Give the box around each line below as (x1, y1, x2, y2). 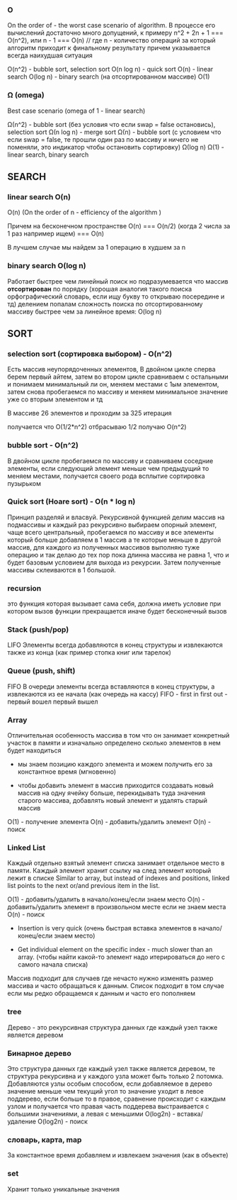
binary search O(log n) (7, 261, 86, 271)
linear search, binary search (7, 150, 89, 159)
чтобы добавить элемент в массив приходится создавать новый (17, 782, 214, 790)
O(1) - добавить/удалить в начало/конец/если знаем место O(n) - (7, 895, 205, 904)
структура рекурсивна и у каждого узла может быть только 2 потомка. (7, 1072, 224, 1080)
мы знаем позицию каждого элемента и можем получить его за (17, 760, 213, 769)
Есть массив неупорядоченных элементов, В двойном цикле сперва (7, 365, 216, 374)
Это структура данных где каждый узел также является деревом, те (7, 1064, 216, 1072)
